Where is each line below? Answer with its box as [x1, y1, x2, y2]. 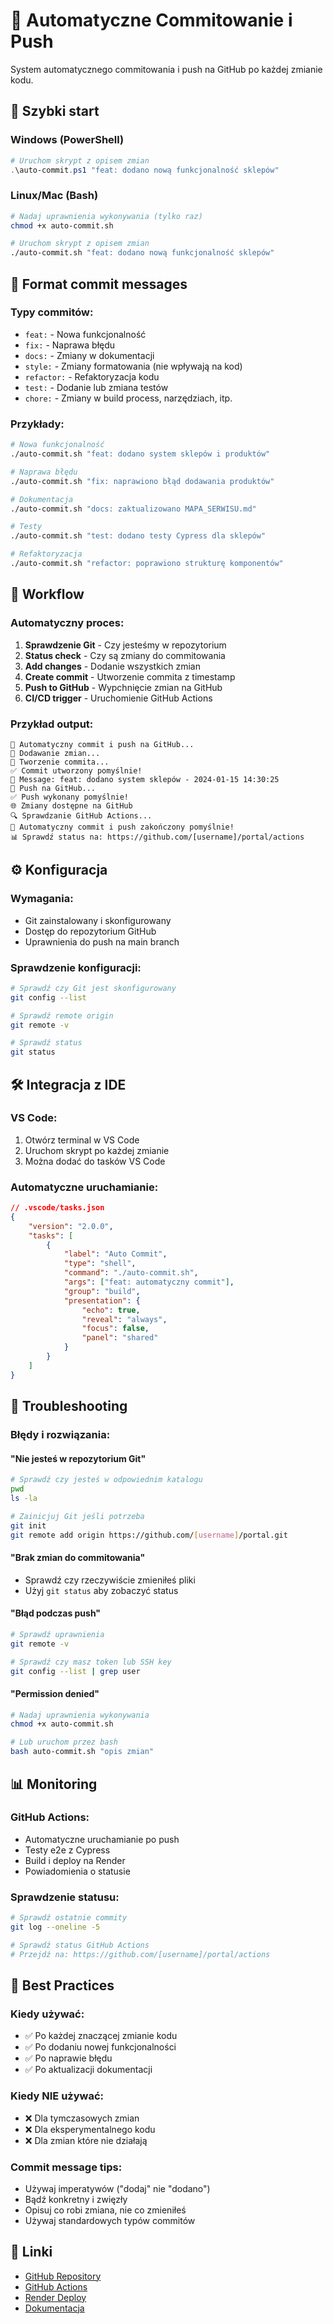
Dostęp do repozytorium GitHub [24, 925, 157, 937]
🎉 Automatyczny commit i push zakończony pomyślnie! [10, 822, 235, 832]
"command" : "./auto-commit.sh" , [63, 1268, 199, 1278]
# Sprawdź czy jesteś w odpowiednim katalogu [10, 1475, 203, 1485]
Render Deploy [24, 2291, 87, 2303]
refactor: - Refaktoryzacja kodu [24, 370, 160, 383]
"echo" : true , [81, 1305, 141, 1315]
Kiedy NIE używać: [10, 2089, 104, 2103]
